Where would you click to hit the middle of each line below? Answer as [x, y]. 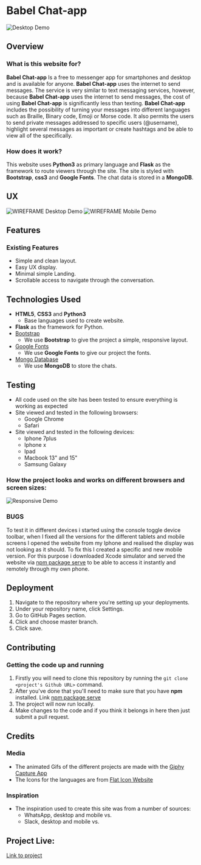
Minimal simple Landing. [45, 274]
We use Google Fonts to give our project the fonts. [88, 353]
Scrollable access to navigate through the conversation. [85, 280]
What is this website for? [44, 64]
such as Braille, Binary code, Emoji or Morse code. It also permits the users [100, 116]
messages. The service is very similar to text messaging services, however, [101, 90]
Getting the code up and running [55, 665]
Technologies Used [43, 299]
